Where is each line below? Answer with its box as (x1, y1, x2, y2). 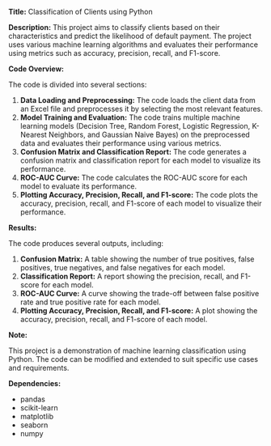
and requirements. (8, 363, 70, 372)
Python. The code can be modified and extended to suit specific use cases (8, 355, 259, 363)
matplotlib (19, 412, 54, 421)
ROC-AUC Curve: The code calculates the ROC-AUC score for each (19, 173, 248, 182)
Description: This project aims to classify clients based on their (8, 23, 220, 32)
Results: (8, 223, 37, 232)
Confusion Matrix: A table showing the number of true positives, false (19, 254, 255, 264)
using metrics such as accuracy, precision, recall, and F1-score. (8, 49, 221, 57)
